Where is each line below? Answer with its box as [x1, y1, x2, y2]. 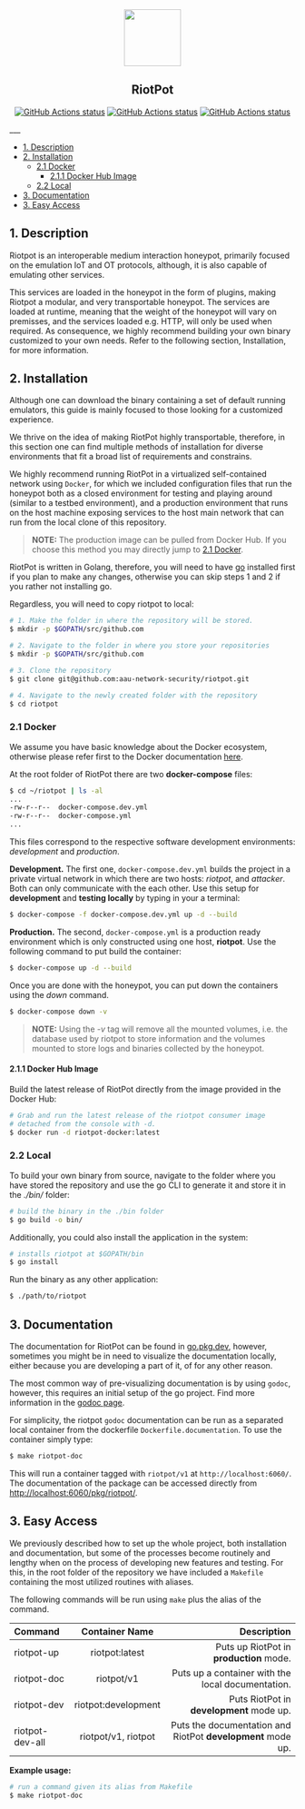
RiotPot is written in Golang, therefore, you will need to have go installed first [9, 562, 296, 573]
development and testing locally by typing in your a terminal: [9, 893, 241, 904]
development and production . [9, 846, 120, 857]
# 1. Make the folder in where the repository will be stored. [9, 617, 254, 626]
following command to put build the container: [9, 945, 182, 956]
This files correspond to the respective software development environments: [9, 836, 296, 847]
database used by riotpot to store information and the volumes [31, 1033, 266, 1043]
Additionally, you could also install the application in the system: [9, 1231, 249, 1242]
